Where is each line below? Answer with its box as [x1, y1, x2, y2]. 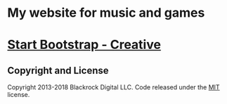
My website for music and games [7, 5, 205, 21]
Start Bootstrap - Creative [7, 37, 162, 53]
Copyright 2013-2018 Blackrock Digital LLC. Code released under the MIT [7, 83, 220, 91]
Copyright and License [7, 64, 109, 76]
